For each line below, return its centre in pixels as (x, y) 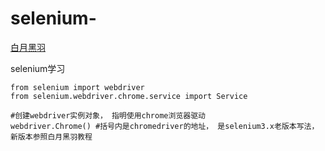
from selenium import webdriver (77, 87)
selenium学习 (38, 68)
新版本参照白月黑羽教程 (51, 137)
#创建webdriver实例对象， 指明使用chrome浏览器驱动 (108, 115)
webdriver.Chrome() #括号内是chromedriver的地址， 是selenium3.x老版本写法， (165, 126)
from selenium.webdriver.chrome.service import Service (129, 96)
